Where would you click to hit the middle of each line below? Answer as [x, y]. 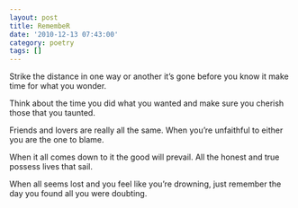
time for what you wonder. [58, 86]
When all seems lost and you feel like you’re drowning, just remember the [145, 184]
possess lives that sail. [51, 167]
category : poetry [42, 43]
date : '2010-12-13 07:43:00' [64, 34]
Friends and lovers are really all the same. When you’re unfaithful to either [146, 130]
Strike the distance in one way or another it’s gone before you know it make [149, 76]
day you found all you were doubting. [78, 194]
